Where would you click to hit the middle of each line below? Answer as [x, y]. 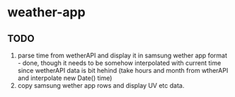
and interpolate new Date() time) [65, 78]
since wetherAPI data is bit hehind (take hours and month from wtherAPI [123, 70]
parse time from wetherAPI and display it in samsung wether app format [122, 55]
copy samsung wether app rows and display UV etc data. [101, 85]
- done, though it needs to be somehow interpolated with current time [119, 63]
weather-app [47, 12]
